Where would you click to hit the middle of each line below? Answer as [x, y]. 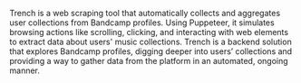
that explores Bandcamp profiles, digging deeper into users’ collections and [151, 51]
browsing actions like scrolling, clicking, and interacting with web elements [149, 32]
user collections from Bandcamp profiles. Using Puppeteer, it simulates [142, 23]
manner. [25, 70]
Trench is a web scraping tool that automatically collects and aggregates [145, 13]
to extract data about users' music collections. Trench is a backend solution [150, 41]
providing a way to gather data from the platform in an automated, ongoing [149, 61]
